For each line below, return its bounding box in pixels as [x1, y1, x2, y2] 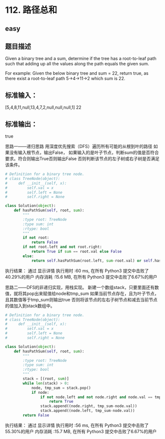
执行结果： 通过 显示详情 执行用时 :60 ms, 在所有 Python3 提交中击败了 [5, 267, 149, 273]
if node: [31, 390, 50, 395]
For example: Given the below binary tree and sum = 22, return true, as [5, 70, 149, 76]
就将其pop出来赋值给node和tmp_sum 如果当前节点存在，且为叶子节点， [13, 291, 159, 296]
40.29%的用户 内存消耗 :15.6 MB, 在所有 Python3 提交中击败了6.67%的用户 [5, 274, 158, 280]
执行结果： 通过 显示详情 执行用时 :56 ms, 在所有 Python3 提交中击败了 [5, 422, 149, 428]
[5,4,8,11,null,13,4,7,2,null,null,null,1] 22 [5, 104, 82, 111]
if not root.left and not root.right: [23, 244, 102, 250]
